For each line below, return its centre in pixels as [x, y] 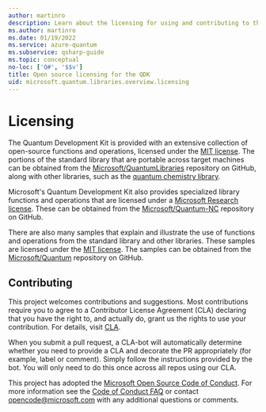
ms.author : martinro [42, 30]
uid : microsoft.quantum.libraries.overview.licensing [99, 82]
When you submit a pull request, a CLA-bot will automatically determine [125, 342]
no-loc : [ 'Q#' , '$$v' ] [46, 67]
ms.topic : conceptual [44, 60]
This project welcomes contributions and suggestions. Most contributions [128, 302]
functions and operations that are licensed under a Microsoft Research [123, 200]
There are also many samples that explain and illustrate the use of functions [132, 233]
